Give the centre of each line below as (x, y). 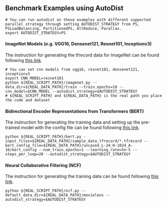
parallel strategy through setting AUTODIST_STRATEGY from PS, (72, 24)
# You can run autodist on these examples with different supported (78, 19)
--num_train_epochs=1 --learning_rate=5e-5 (85, 150)
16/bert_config (21, 150)
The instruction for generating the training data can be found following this (82, 176)
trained (12, 127)
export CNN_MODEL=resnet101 (34, 78)
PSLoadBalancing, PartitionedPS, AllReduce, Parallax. (63, 28)
